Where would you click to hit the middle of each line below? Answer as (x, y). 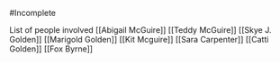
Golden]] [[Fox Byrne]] (51, 49)
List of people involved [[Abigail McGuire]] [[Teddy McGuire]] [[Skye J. (140, 30)
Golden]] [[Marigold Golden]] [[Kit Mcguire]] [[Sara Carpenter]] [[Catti (139, 39)
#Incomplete (33, 13)
